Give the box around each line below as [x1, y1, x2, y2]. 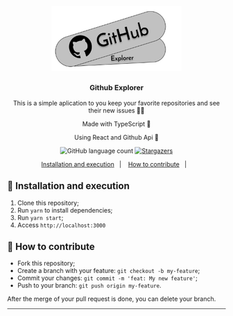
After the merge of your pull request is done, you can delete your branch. [7, 294, 216, 303]
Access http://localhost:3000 [17, 221, 106, 229]
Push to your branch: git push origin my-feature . [17, 281, 162, 290]
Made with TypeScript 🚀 [82, 119, 151, 128]
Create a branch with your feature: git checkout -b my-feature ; [17, 267, 200, 275]
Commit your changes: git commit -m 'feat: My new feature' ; [17, 274, 198, 283]
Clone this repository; [17, 199, 80, 207]
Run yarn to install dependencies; [17, 206, 113, 214]
